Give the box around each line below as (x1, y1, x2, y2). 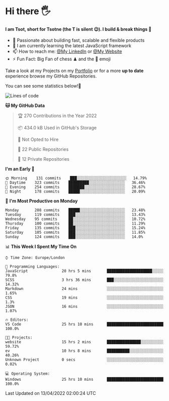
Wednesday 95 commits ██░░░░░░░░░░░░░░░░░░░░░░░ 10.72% (5, 216, 145, 222)
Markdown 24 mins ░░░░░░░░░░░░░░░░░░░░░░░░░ (5, 286, 164, 291)
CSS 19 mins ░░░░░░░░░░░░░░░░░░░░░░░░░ (5, 295, 164, 301)
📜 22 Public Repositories (17, 147, 69, 153)
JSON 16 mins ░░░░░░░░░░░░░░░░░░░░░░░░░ (5, 304, 164, 309)
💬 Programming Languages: (5, 264, 60, 269)
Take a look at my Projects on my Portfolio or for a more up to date (5, 68, 144, 74)
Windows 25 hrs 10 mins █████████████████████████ (5, 377, 164, 382)
